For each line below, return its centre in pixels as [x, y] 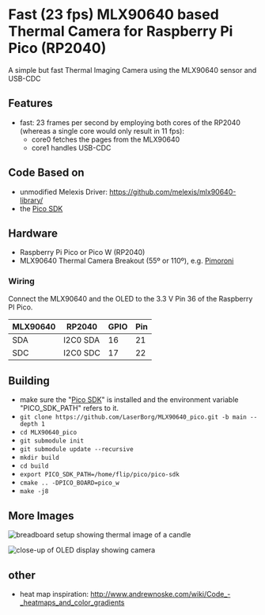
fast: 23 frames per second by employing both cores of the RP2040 [130, 122]
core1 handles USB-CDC [71, 147]
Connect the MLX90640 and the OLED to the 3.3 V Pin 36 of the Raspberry [131, 298]
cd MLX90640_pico [48, 433]
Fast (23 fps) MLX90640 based [114, 15]
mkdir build [39, 458]
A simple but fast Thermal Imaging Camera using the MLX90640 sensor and [132, 70]
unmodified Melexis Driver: [64, 192]
